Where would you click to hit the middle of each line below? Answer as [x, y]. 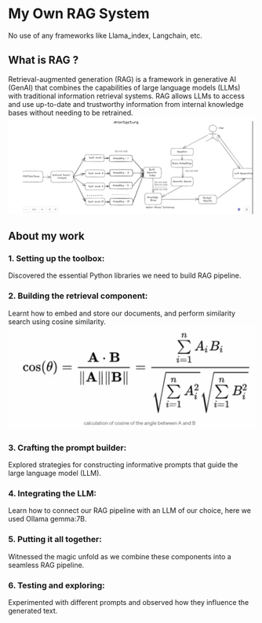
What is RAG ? [44, 60]
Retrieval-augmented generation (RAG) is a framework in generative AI [122, 79]
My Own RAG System [79, 14]
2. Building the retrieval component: [78, 296]
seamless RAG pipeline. [46, 565]
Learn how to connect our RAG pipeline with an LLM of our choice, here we [129, 511]
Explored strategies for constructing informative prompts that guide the [123, 465]
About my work [46, 236]
